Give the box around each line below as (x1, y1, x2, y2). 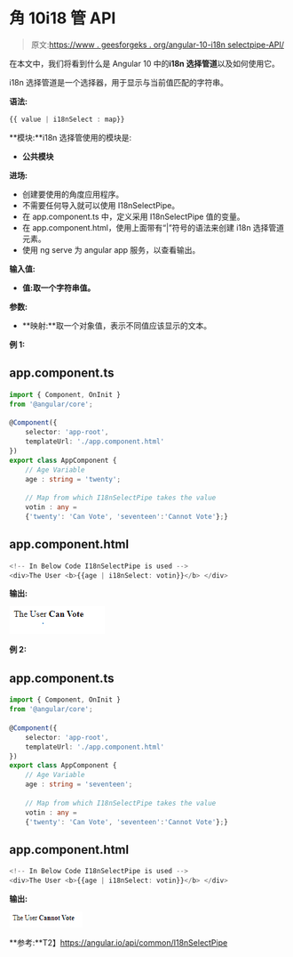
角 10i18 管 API (9, 8, 116, 28)
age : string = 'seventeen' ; (25, 780, 133, 789)
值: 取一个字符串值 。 (21, 282, 96, 293)
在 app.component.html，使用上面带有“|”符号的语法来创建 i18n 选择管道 (21, 222, 285, 232)
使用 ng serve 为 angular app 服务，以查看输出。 (21, 244, 201, 255)
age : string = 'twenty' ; (25, 474, 122, 483)
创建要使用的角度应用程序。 (21, 189, 124, 199)
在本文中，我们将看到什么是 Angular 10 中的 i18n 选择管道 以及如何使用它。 (9, 58, 280, 69)
